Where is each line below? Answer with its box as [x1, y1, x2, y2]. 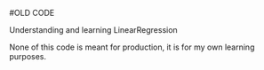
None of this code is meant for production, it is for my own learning [9, 42, 255, 52]
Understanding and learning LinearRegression [9, 25, 178, 35]
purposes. [9, 51, 47, 61]
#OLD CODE [9, 8, 55, 18]
